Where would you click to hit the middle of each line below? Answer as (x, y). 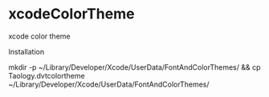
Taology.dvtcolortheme (47, 75)
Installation (26, 51)
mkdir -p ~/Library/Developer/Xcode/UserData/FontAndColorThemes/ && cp (134, 67)
